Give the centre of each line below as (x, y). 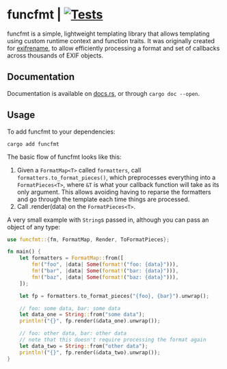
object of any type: (34, 227)
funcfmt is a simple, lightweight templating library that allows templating (108, 34)
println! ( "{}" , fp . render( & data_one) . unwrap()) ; (90, 321)
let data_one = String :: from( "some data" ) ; (82, 315)
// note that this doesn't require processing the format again (113, 340)
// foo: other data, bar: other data (73, 333)
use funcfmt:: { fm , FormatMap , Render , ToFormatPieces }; (88, 240)
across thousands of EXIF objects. (55, 55)
